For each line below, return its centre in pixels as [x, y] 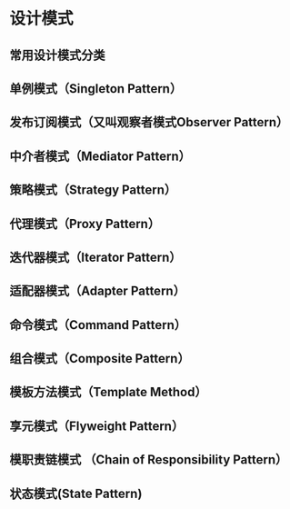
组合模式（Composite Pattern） [100, 359]
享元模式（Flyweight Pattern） [97, 426]
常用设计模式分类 [57, 55]
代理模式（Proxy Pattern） [85, 224]
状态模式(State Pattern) [76, 493]
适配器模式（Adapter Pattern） [98, 291]
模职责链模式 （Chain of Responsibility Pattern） [149, 460]
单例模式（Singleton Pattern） [96, 89]
